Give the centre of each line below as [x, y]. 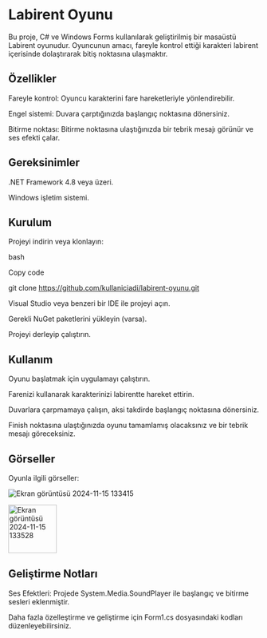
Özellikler [33, 79]
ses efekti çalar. [34, 137]
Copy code [26, 272]
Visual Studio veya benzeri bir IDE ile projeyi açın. [89, 303]
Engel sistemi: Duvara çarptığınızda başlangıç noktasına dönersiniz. [119, 113]
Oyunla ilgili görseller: [44, 478]
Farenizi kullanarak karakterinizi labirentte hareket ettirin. [101, 394]
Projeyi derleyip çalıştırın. [50, 335]
